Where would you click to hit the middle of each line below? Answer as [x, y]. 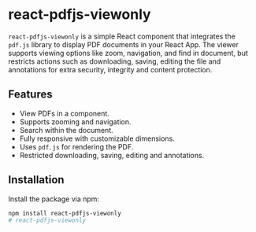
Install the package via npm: [54, 199]
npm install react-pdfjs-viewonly [65, 213]
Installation [36, 180]
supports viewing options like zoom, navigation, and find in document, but [128, 53]
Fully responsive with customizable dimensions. [97, 138]
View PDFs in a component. [65, 113]
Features [30, 95]
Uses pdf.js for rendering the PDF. [76, 146]
